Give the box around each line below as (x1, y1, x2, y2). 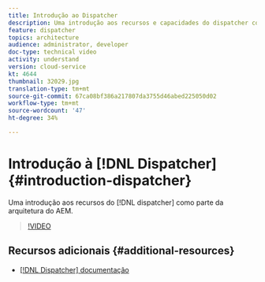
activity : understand (8, 56, 80, 64)
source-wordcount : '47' (8, 107, 87, 115)
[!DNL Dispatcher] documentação (19, 265, 129, 274)
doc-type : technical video (8, 48, 97, 56)
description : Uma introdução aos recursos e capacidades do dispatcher (8, 19, 248, 27)
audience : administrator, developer (8, 41, 129, 49)
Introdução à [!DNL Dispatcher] (8, 155, 217, 173)
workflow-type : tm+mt (8, 99, 80, 107)
